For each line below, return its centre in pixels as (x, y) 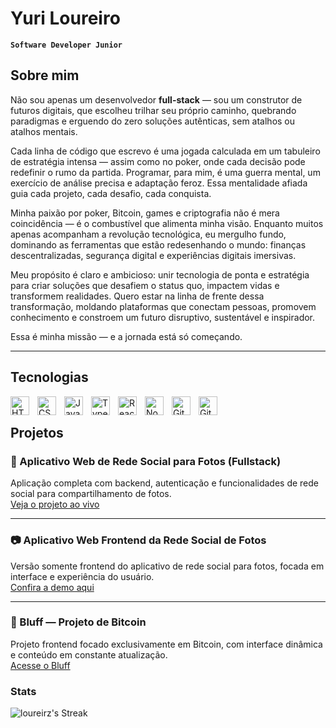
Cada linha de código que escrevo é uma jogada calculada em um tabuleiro (165, 151)
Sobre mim (45, 75)
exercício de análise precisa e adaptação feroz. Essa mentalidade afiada (159, 183)
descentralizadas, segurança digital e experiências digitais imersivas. (153, 255)
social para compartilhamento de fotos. (91, 494)
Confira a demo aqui (52, 587)
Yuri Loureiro (65, 18)
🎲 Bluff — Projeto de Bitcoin (78, 622)
